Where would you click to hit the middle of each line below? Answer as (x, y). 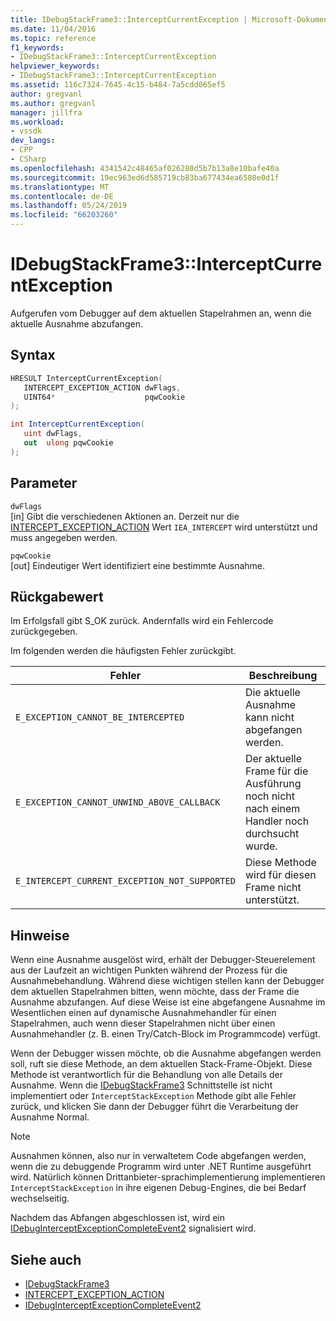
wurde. (261, 846)
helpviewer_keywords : (55, 66)
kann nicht (269, 718)
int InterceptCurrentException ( (77, 424)
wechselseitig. (40, 1198)
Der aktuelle (273, 759)
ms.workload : (37, 122)
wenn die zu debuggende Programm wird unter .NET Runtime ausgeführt (161, 1167)
